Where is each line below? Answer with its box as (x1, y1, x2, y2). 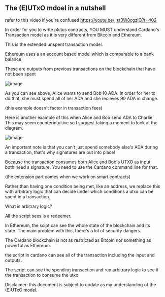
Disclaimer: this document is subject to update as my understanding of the (5, 281, 156, 288)
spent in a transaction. (5, 193, 51, 199)
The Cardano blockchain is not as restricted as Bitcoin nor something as (5, 237, 151, 243)
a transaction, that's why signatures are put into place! (5, 149, 116, 155)
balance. (5, 56, 23, 62)
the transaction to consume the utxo (5, 272, 79, 278)
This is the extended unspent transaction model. (5, 41, 103, 47)
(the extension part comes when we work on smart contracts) (5, 174, 131, 180)
